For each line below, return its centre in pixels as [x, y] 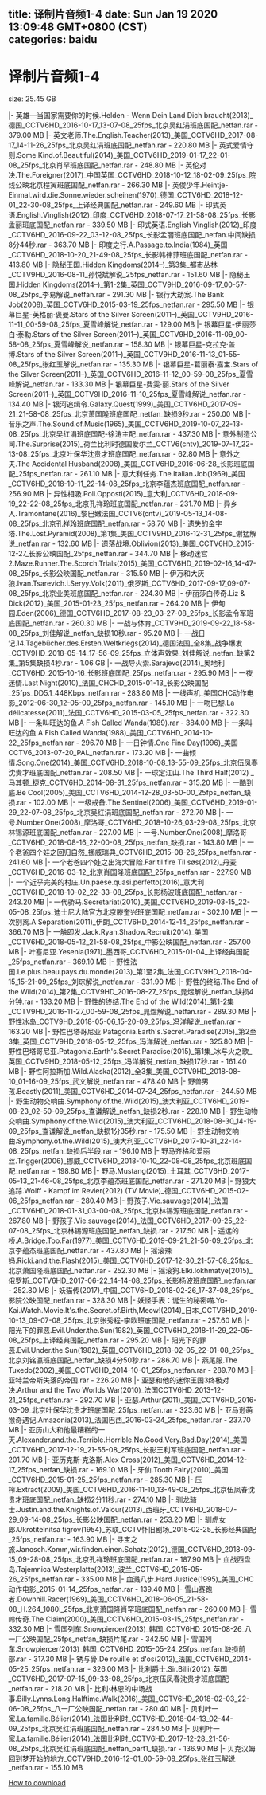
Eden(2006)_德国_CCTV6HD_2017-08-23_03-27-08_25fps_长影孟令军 [132, 613]
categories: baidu [53, 39]
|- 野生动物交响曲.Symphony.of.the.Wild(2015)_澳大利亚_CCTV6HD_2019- [129, 1101]
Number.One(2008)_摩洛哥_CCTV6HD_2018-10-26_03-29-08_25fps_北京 [137, 822]
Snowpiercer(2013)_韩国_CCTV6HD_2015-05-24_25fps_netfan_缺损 [128, 1649]
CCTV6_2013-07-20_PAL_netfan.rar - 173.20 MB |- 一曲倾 [102, 753]
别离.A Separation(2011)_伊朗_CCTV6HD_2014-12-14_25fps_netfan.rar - [132, 922]
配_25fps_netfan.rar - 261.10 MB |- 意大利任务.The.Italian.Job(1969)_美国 [127, 474]
